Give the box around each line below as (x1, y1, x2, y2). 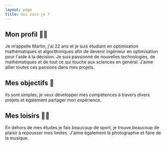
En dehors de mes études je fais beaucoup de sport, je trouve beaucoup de (5, 124, 160, 130)
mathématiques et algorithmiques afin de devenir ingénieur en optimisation (5, 49, 159, 54)
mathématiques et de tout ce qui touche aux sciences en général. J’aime (5, 59, 154, 65)
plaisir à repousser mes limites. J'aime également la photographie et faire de (5, 130, 162, 136)
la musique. (5, 135, 29, 141)
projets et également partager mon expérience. (5, 97, 102, 103)
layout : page (5, 7, 32, 12)
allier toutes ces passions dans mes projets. (5, 64, 95, 70)
